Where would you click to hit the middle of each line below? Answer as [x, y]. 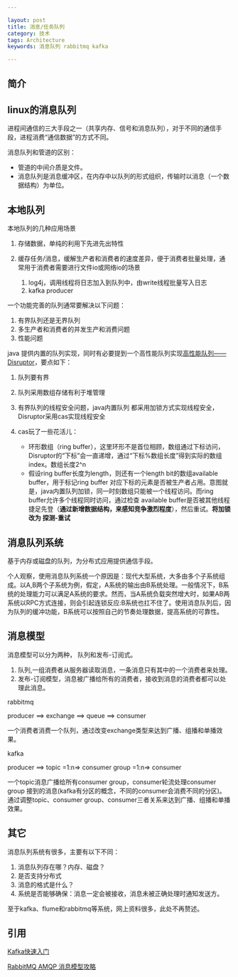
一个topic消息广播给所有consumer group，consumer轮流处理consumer [112, 782]
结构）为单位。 [46, 185]
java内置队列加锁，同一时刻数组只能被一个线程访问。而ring [127, 491]
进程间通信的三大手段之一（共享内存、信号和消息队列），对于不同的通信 [112, 128]
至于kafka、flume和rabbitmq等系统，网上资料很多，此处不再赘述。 [106, 909]
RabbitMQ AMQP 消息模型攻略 [52, 967]
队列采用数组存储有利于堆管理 [61, 393]
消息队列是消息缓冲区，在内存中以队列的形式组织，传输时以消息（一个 [120, 176]
